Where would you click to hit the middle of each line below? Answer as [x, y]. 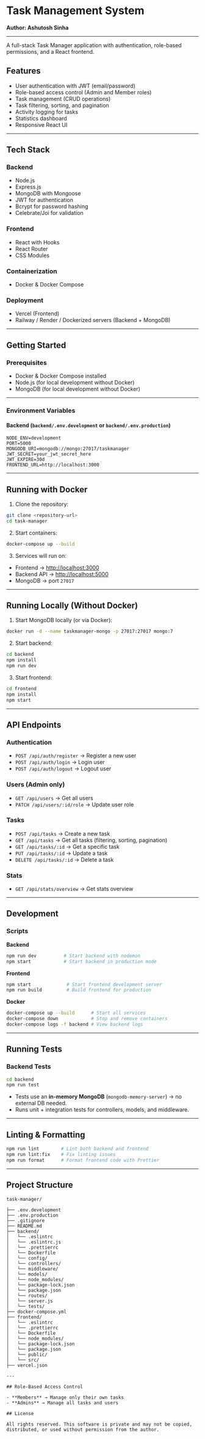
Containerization [32, 271]
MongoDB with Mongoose [48, 193]
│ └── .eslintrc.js [34, 1242]
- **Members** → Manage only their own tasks [65, 1397]
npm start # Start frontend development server [85, 984]
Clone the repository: [42, 504]
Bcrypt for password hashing [52, 206]
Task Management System [75, 11]
